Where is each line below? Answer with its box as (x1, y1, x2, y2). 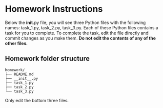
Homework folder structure (5, 55, 90, 63)
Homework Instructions (5, 3, 103, 15)
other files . (5, 40, 28, 46)
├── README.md (5, 72, 34, 77)
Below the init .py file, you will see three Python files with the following (5, 20, 146, 25)
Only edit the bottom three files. (5, 97, 69, 103)
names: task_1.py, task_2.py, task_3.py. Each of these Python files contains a (5, 24, 159, 30)
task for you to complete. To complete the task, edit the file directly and (5, 30, 149, 36)
